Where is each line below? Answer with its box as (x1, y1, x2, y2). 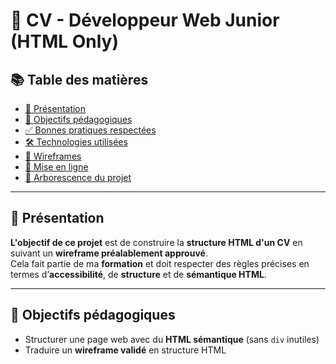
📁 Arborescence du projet (24, 172, 132, 183)
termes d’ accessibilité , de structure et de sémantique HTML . (10, 268, 267, 280)
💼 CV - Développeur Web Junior (10, 9, 280, 32)
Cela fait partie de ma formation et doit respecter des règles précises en (10, 257, 310, 269)
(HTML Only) (10, 30, 120, 53)
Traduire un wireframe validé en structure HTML (24, 344, 227, 356)
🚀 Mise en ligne (24, 161, 89, 173)
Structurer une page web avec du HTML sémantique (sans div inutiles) (24, 333, 320, 345)
